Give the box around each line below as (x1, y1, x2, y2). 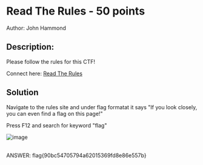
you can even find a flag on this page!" (6, 110, 103, 117)
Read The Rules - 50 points (6, 4, 145, 18)
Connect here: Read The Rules (6, 70, 83, 77)
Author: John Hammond (6, 24, 67, 32)
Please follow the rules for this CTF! (6, 58, 96, 65)
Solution (6, 87, 39, 98)
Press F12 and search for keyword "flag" (6, 121, 107, 129)
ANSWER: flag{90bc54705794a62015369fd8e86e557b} (6, 152, 147, 159)
